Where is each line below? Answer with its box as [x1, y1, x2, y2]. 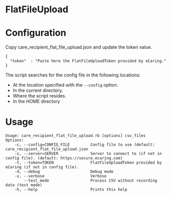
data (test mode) [5, 183, 43, 188]
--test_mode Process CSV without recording [24, 178, 158, 183]
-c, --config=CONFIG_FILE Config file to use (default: [14, 142, 155, 147]
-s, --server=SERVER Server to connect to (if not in [14, 151, 162, 156]
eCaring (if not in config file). [5, 165, 80, 170]
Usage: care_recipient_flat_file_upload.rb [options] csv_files [5, 133, 146, 139]
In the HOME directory [12, 98, 61, 105]
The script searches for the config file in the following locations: [5, 72, 141, 78]
